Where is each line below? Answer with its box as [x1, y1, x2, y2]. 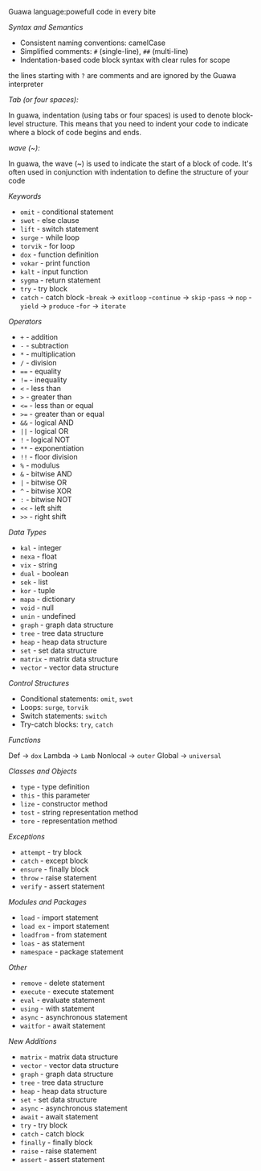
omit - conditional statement [19, 207, 114, 216]
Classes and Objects [8, 766, 78, 776]
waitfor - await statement [19, 1021, 106, 1030]
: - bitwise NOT [19, 495, 72, 504]
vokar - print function [19, 258, 91, 268]
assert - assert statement [19, 1155, 105, 1164]
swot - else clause [19, 216, 80, 225]
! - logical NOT [19, 435, 71, 444]
